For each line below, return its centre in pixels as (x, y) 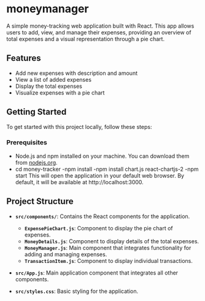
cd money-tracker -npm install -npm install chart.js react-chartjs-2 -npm (107, 169)
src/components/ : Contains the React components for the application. (102, 216)
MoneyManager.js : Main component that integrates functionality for (108, 248)
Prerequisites (27, 143)
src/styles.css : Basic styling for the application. (77, 291)
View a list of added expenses (53, 79)
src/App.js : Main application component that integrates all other (97, 273)
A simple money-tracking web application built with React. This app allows (100, 26)
